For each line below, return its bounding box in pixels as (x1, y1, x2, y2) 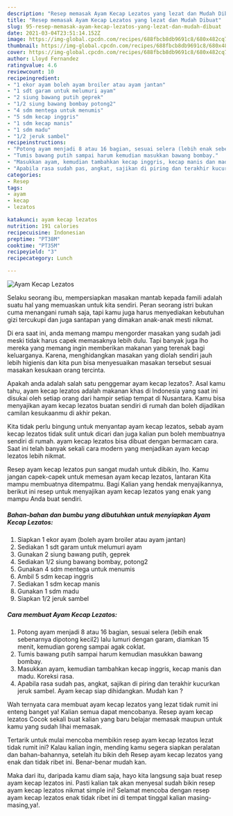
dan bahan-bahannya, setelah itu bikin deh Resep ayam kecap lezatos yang (7, 750, 223, 758)
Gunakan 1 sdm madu (17, 587, 80, 595)
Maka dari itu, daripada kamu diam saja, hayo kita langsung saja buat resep (7, 771, 223, 779)
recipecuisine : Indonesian (7, 229, 85, 236)
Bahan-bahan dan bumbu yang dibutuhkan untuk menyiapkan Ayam (7, 511, 211, 519)
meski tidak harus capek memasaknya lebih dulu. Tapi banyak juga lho (7, 337, 209, 344)
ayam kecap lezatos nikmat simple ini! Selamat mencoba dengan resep (7, 785, 210, 794)
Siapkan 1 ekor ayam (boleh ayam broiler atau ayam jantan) (17, 535, 186, 543)
